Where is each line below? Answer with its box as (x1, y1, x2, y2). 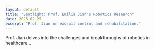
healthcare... (5, 40, 32, 46)
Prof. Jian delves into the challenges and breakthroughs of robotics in (5, 35, 150, 41)
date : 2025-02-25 (5, 16, 42, 21)
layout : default (5, 7, 39, 12)
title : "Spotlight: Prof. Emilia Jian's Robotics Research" (5, 12, 135, 17)
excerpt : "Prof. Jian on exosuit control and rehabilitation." (5, 21, 141, 26)
